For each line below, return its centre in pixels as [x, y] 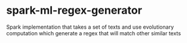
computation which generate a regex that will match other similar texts [93, 33]
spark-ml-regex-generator [74, 10]
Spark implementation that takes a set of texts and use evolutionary [90, 27]
